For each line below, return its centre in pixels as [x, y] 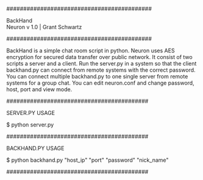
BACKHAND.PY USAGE [35, 148]
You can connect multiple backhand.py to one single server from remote [97, 76]
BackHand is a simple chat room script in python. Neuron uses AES [91, 50]
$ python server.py [30, 125]
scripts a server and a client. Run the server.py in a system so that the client [101, 64]
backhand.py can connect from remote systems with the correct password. [101, 70]
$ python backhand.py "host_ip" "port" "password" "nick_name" [87, 160]
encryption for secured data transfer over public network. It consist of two [100, 57]
